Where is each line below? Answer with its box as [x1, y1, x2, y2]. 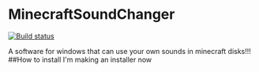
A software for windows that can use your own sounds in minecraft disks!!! [8, 46, 251, 56]
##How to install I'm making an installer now [8, 55, 152, 64]
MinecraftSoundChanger [8, 5, 175, 23]
